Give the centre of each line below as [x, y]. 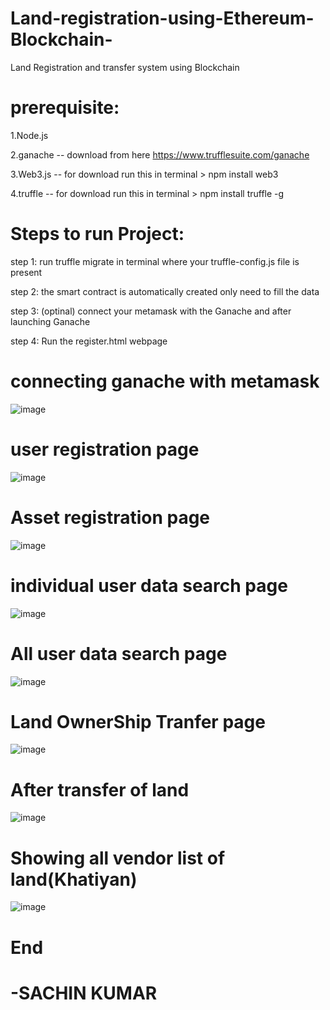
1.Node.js [29, 135]
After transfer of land [100, 789]
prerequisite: [65, 108]
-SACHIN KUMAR [84, 993]
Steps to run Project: [97, 234]
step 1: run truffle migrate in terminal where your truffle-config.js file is [155, 261]
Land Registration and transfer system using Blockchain [125, 67]
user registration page [105, 449]
